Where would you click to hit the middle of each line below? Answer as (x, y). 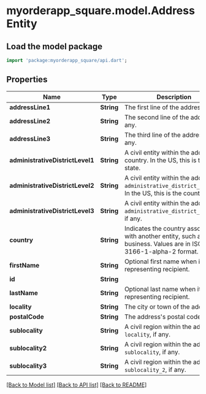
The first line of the (152, 107)
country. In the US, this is (161, 160)
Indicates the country (155, 228)
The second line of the (157, 117)
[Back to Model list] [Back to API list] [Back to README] (77, 385)
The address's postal (155, 317)
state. (133, 168)
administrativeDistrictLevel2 (52, 185)
